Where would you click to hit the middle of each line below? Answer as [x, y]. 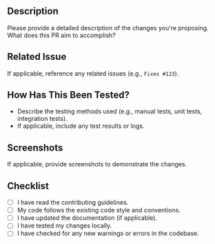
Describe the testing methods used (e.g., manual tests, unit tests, [110, 111]
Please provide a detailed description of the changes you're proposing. [108, 27]
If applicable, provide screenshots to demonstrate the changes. [97, 164]
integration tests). [42, 119]
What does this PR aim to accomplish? [61, 35]
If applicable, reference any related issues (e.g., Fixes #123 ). [93, 73]
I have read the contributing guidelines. [73, 203]
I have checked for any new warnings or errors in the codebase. [108, 234]
